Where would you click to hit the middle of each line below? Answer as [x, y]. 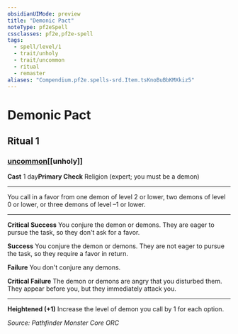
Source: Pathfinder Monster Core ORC [63, 323]
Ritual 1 [24, 141]
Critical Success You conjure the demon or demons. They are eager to [111, 225]
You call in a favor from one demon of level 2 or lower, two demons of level [117, 197]
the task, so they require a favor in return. [68, 254]
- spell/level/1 [38, 47]
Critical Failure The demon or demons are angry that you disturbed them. [115, 282]
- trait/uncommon [39, 60]
